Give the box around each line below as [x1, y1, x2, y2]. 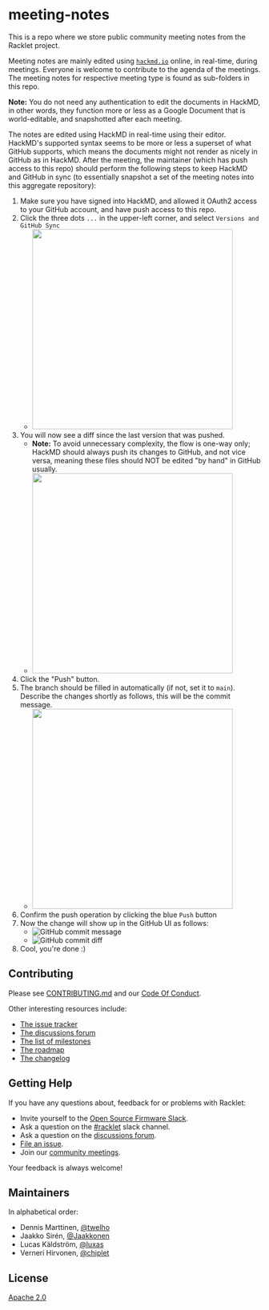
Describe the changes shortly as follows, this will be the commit [19, 691, 231, 701]
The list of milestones [19, 1036, 91, 1046]
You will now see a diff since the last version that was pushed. [19, 430, 226, 439]
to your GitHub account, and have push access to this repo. [19, 204, 217, 214]
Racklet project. [8, 40, 60, 50]
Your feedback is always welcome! [8, 1163, 123, 1172]
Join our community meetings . [19, 1147, 122, 1157]
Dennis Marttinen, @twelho [19, 1223, 110, 1232]
